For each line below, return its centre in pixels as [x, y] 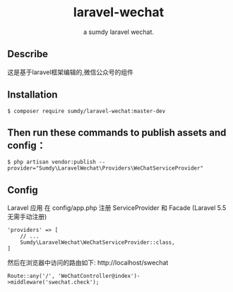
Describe [28, 54]
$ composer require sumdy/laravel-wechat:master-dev [86, 111]
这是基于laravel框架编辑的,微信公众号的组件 [71, 72]
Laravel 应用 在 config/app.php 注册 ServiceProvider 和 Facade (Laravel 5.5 [117, 208]
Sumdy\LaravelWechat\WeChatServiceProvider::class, [97, 243]
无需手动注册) [27, 217]
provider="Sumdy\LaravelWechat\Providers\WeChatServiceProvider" [105, 168]
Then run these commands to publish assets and [117, 133]
